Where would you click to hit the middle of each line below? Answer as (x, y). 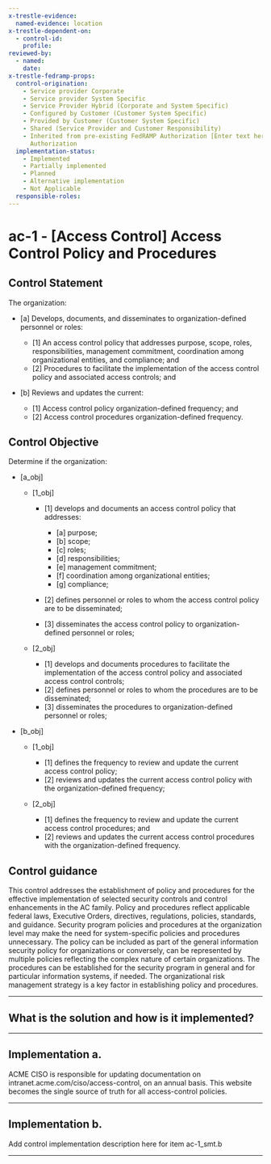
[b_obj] (32, 732)
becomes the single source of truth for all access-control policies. (118, 1091)
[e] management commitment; (106, 567)
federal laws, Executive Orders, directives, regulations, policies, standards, (132, 916)
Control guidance (53, 871)
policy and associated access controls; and (104, 377)
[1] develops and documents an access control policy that (140, 508)
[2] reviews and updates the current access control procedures (149, 837)
